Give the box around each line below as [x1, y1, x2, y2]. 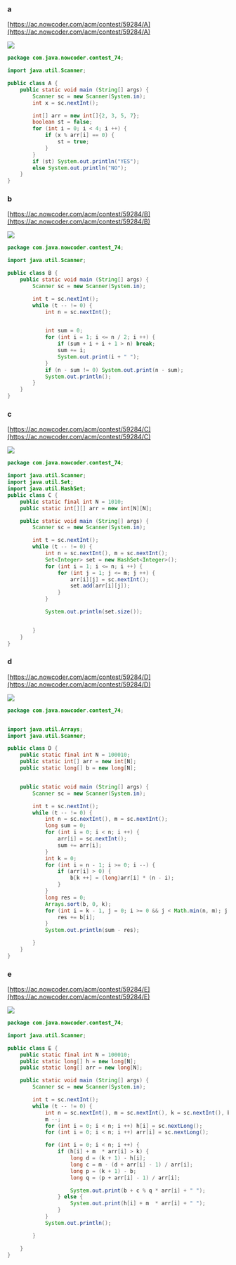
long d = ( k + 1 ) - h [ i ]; [70, 1155, 146, 1162]
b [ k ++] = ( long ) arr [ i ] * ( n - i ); [70, 874, 174, 882]
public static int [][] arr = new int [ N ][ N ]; [20, 505, 152, 512]
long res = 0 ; [44, 894, 86, 901]
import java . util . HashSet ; [7, 486, 86, 493]
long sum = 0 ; [44, 822, 86, 829]
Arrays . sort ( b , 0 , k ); [44, 900, 112, 907]
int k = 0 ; [44, 855, 77, 862]
